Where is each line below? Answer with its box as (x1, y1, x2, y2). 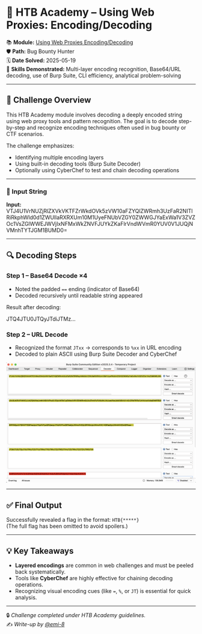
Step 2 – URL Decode (6, 330, 68, 339)
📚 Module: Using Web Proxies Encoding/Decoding (6, 39, 133, 46)
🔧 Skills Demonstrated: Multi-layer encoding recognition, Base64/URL (6, 65, 182, 72)
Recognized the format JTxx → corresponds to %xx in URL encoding (14, 344, 182, 351)
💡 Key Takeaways (6, 546, 74, 556)
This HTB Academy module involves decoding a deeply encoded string (6, 111, 182, 118)
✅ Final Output (6, 500, 62, 510)
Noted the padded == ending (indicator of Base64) (14, 285, 140, 292)
